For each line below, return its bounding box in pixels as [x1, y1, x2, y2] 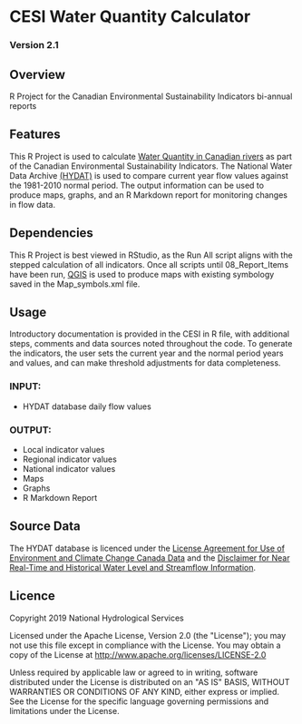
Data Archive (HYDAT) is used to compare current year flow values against [9, 170, 288, 181]
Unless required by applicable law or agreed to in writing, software [9, 667, 258, 678]
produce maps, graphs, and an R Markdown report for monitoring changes [9, 189, 288, 201]
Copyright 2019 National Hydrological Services [9, 612, 184, 623]
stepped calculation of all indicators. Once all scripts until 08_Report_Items [9, 259, 288, 269]
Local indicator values [22, 444, 105, 455]
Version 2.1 [9, 39, 59, 52]
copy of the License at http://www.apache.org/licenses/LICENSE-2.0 [9, 649, 267, 660]
